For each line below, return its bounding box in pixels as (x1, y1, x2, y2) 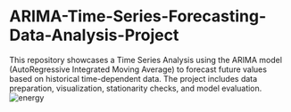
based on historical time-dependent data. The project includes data (9, 73, 258, 84)
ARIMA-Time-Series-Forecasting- (9, 6, 267, 27)
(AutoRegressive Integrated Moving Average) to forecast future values (9, 64, 268, 75)
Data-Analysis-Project (9, 25, 179, 45)
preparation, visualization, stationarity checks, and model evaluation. (9, 83, 262, 93)
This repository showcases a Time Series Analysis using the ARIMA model (9, 54, 283, 65)
